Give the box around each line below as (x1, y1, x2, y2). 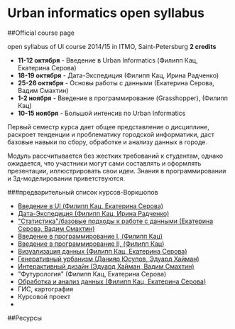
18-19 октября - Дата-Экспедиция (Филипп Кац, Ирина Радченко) (17, 71, 219, 80)
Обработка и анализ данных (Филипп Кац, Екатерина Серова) (17, 277, 207, 286)
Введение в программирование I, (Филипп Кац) (17, 232, 163, 240)
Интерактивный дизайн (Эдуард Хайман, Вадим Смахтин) (17, 261, 195, 271)
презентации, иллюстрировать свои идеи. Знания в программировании (7, 166, 226, 175)
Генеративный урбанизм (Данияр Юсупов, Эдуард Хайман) (17, 254, 200, 263)
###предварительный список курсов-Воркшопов (7, 188, 158, 196)
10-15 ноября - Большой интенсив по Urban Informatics (17, 109, 186, 117)
